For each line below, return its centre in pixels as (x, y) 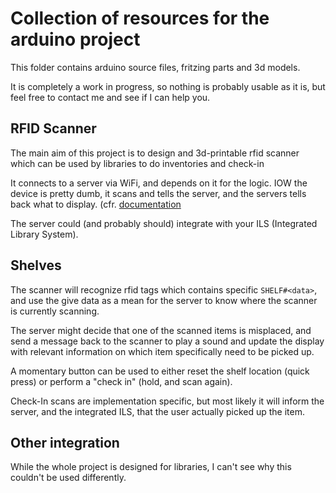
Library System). (44, 234)
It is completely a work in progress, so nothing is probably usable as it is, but (168, 86)
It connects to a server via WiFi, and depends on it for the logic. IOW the (159, 183)
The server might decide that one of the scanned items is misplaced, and (161, 330)
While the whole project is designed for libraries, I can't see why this (151, 467)
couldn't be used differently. (68, 478)
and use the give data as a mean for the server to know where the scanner (164, 300)
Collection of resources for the (140, 18)
